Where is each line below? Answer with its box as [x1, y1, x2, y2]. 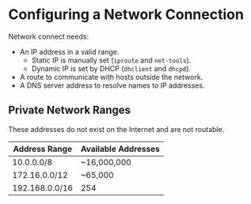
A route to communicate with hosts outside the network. [19, 72, 203, 81]
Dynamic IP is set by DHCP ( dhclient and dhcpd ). [31, 63, 192, 73]
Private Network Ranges [8, 104, 131, 117]
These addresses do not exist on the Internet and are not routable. [8, 124, 225, 134]
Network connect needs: [8, 32, 89, 41]
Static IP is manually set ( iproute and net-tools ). [31, 55, 192, 65]
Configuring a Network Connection [8, 6, 244, 24]
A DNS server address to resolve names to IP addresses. [19, 81, 205, 90]
